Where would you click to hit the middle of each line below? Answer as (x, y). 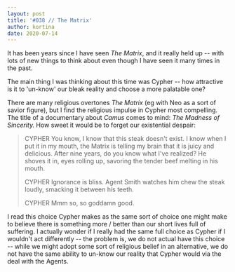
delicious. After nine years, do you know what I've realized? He (115, 154)
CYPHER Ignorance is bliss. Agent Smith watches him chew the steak (125, 182)
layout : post (26, 14)
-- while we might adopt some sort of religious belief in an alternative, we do (118, 247)
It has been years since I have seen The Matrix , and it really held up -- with (116, 53)
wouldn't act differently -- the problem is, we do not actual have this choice (116, 239)
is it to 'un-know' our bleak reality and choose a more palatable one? (106, 89)
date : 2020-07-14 (33, 33)
